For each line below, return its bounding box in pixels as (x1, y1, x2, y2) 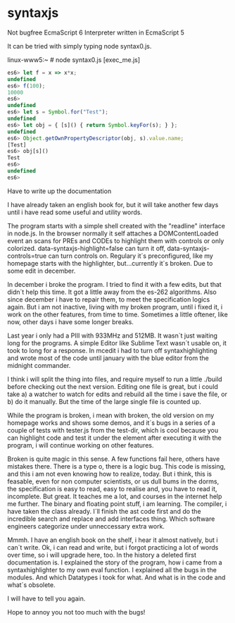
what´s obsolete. (7, 580, 56, 589)
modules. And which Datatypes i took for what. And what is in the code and (7, 573, 226, 581)
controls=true (7, 252, 47, 260)
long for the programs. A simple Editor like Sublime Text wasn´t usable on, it (7, 338, 227, 347)
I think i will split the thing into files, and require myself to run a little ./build (7, 375, 223, 383)
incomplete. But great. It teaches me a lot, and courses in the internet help (7, 492, 222, 500)
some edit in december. (7, 266, 76, 275)
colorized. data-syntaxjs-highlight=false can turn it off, (7, 244, 166, 252)
